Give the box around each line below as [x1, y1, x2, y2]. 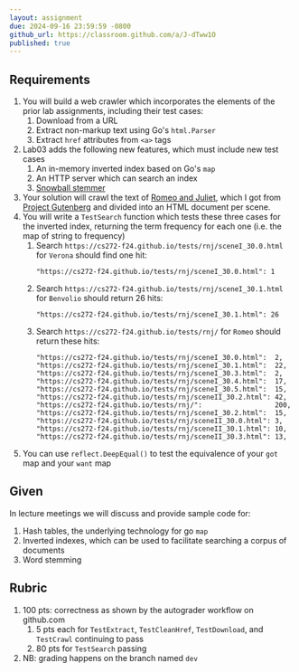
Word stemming [22, 554, 82, 565]
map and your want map [22, 458, 111, 469]
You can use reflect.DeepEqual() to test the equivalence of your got [22, 449, 278, 459]
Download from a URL [35, 115, 118, 127]
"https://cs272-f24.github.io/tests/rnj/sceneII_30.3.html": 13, [35, 432, 287, 441]
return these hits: [35, 336, 100, 346]
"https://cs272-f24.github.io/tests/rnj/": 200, [35, 401, 292, 410]
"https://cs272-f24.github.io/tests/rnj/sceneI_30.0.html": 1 [35, 268, 276, 277]
